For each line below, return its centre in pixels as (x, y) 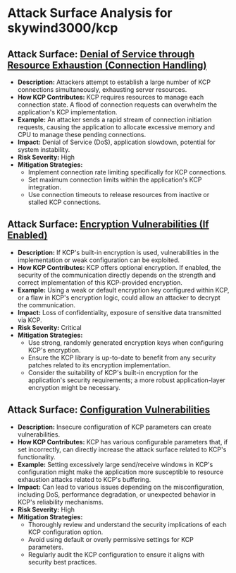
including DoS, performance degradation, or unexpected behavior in (117, 494)
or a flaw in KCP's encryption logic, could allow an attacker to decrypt (119, 297)
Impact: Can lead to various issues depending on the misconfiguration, (121, 487)
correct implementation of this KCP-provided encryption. (100, 282)
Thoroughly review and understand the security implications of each (127, 524)
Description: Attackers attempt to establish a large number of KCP (114, 82)
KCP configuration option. (66, 532)
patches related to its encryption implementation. (99, 365)
